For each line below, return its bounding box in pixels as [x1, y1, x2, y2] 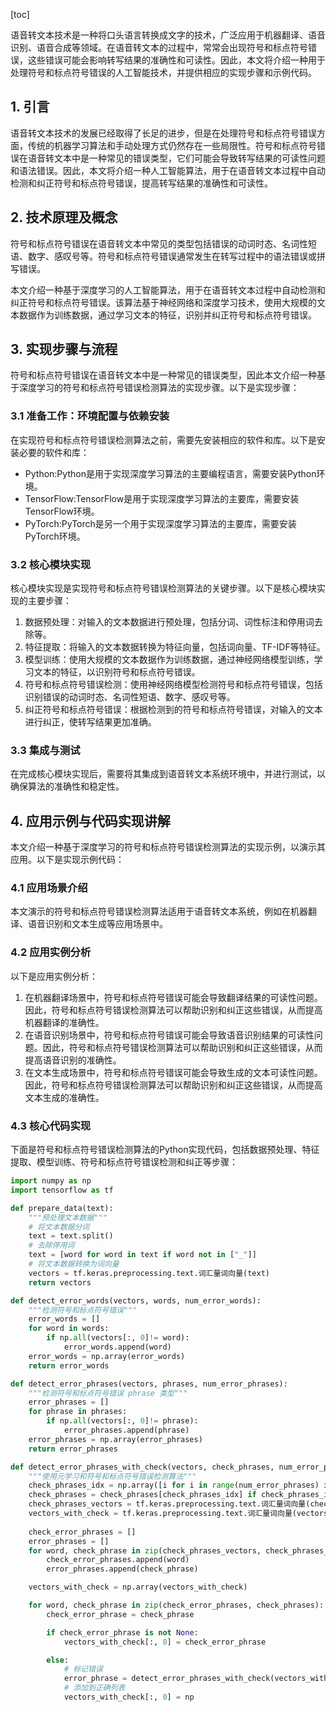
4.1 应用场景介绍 [10, 881, 88, 895]
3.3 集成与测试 [10, 743, 81, 757]
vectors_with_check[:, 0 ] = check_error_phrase [63, 1637, 267, 1647]
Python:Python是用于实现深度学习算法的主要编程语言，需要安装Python [24, 467, 317, 479]
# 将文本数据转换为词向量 [28, 1259, 120, 1269]
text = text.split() [28, 1231, 114, 1241]
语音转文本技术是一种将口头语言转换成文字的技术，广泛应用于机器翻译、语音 [10, 29, 326, 41]
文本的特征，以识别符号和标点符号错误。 [33, 666, 201, 678]
